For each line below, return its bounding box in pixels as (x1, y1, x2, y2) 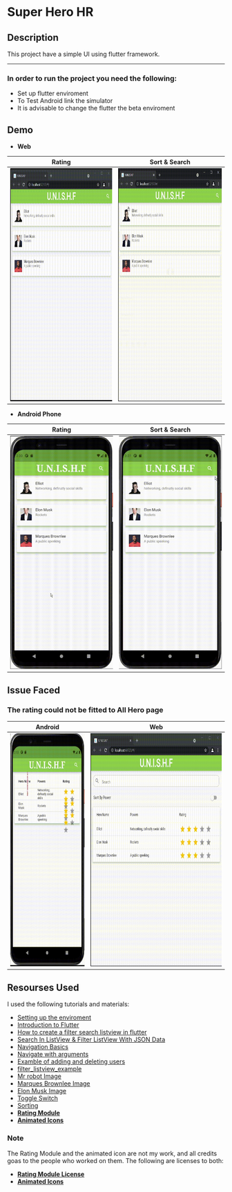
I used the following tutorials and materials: (7, 1000, 130, 1008)
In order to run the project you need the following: (7, 73, 177, 83)
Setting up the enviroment (17, 1013, 92, 1022)
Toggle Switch (17, 1094, 59, 1102)
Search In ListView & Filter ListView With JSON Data (17, 1035, 166, 1044)
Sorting (17, 1102, 39, 1110)
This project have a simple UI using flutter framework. (7, 50, 160, 58)
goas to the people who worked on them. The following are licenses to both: (7, 1156, 224, 1164)
